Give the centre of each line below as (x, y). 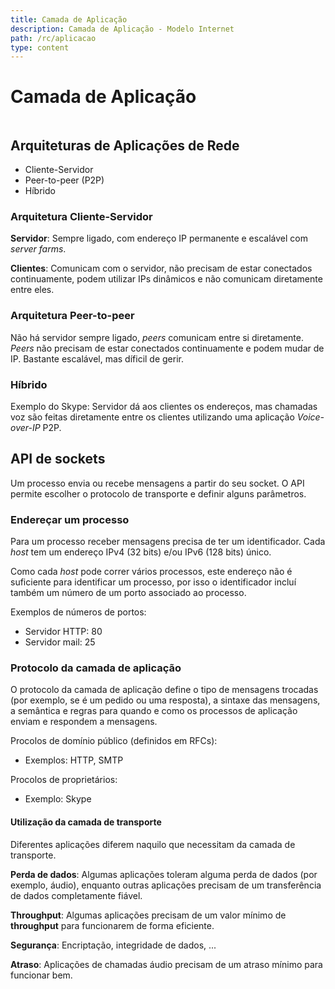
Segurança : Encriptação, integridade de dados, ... (113, 945)
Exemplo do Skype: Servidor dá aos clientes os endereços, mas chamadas (164, 406)
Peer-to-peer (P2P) (64, 180)
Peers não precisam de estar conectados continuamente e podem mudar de (167, 348)
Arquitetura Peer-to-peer (72, 316)
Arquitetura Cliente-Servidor (81, 216)
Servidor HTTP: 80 (63, 631)
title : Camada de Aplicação (69, 19)
